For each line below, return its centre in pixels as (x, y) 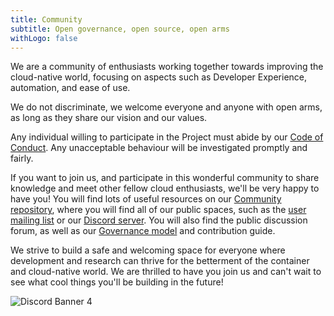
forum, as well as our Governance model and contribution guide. (143, 231)
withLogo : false (44, 38)
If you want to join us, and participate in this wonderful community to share (165, 178)
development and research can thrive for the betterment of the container (160, 261)
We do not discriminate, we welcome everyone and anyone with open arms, (166, 107)
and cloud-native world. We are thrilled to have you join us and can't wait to (166, 272)
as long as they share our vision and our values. (109, 118)
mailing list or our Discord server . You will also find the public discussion (159, 220)
